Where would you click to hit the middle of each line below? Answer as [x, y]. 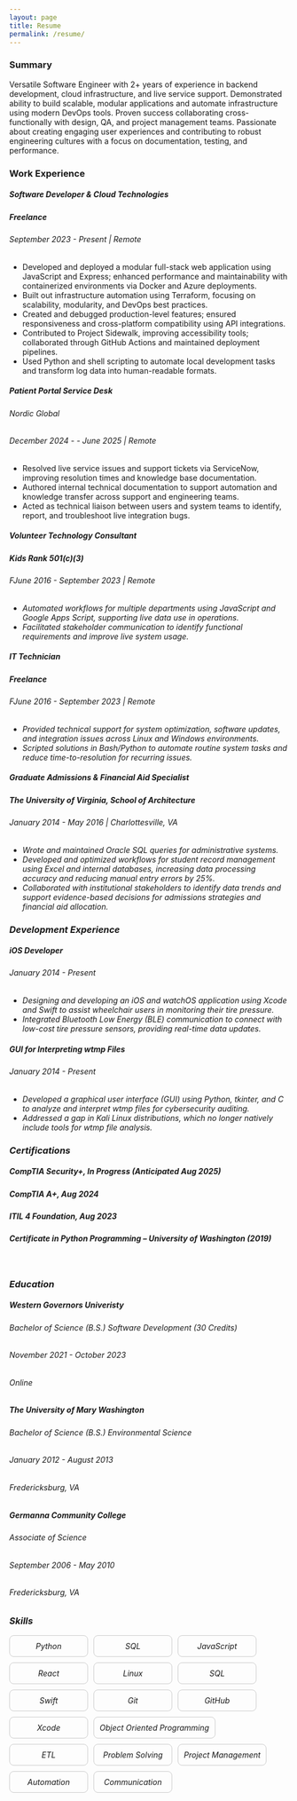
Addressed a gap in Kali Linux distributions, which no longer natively [147, 1118]
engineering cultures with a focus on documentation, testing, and [129, 141]
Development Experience [65, 929]
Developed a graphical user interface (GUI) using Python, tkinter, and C [152, 1099]
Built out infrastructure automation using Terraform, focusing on [139, 295]
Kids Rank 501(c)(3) [47, 558]
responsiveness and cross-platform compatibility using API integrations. [154, 323]
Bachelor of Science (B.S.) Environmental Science [101, 1432]
